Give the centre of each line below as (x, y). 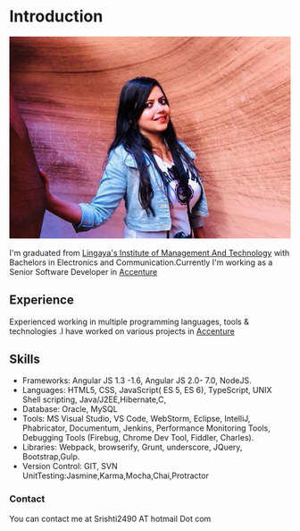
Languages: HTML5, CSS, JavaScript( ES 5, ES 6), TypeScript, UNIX (147, 390)
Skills (25, 360)
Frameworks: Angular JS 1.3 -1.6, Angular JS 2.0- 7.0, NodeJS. (137, 381)
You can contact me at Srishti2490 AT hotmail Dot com (110, 518)
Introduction (56, 17)
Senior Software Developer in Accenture (83, 271)
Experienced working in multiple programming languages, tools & (129, 321)
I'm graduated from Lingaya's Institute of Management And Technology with (150, 253)
